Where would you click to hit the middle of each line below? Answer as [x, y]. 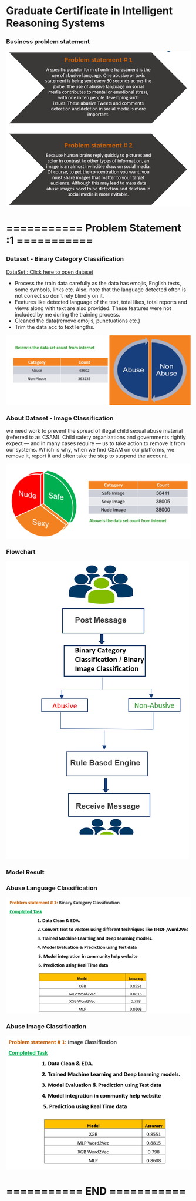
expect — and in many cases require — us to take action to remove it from [96, 443]
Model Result [25, 872]
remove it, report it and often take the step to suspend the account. [87, 456]
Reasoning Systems [56, 23]
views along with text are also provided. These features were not [93, 308]
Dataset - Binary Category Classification [65, 259]
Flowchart [21, 551]
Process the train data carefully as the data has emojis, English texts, [98, 283]
